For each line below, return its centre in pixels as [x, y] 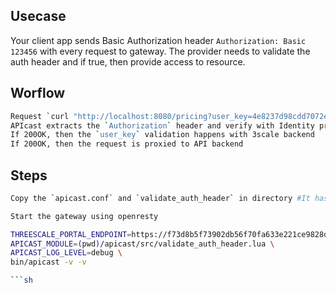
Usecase [38, 16]
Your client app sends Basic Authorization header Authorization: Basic [158, 40]
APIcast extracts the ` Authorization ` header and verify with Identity [162, 125]
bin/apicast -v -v [48, 262]
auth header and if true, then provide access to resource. [128, 61]
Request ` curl [40, 116]
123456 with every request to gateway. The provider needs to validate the [160, 51]
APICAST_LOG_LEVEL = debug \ [66, 253]
